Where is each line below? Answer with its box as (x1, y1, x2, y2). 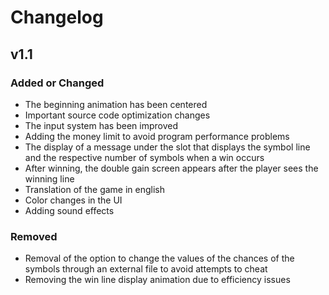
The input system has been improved (24, 119, 178, 131)
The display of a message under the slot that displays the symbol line (24, 141, 311, 153)
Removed (10, 229, 58, 243)
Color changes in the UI (24, 194, 123, 206)
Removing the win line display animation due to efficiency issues (24, 274, 291, 286)
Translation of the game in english (24, 183, 166, 195)
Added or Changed (10, 76, 105, 90)
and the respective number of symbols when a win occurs (24, 151, 265, 163)
